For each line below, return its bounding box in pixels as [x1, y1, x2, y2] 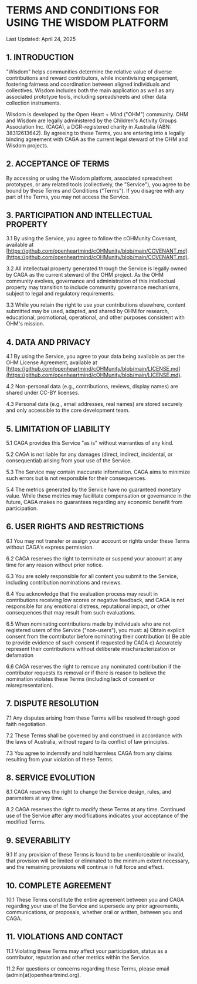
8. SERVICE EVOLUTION [6, 773, 96, 783]
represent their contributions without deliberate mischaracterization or [6, 645, 176, 652]
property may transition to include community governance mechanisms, [6, 284, 181, 291]
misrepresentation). [6, 681, 54, 689]
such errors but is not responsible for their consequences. [6, 475, 147, 482]
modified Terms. [6, 818, 46, 825]
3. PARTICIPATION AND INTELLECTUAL [6, 210, 152, 220]
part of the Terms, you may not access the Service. [6, 193, 130, 200]
